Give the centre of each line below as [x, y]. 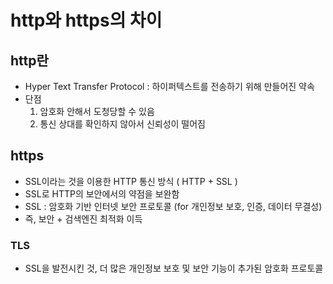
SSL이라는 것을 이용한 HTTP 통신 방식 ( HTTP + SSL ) [131, 181]
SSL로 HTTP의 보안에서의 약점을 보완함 [102, 193]
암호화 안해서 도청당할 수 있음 [97, 111]
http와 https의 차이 [86, 20]
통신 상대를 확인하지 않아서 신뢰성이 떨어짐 [123, 124]
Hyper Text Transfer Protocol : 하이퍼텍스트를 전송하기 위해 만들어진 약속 [169, 86]
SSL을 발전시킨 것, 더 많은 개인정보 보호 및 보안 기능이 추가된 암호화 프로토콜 [174, 268]
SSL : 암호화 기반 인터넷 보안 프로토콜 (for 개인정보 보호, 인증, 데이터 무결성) [173, 206]
